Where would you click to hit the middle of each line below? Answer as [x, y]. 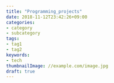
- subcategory [23, 33]
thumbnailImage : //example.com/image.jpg [57, 66]
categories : [20, 22]
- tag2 [14, 50]
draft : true [20, 71]
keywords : [18, 55]
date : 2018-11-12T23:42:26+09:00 [47, 17]
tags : [13, 39]
